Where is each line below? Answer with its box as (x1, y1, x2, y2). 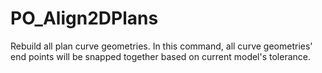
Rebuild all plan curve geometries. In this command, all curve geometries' (10, 40, 313, 52)
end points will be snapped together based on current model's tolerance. (10, 50, 312, 62)
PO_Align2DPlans (10, 7, 159, 30)
